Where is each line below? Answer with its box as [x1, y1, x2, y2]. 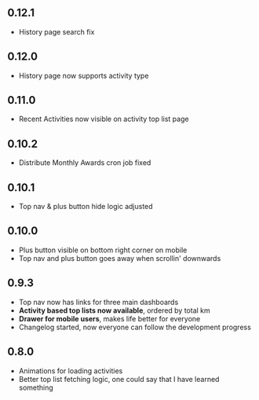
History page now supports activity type [18, 71, 149, 80]
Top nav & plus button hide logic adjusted [18, 202, 154, 211]
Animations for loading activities [18, 365, 123, 376]
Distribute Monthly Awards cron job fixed [18, 158, 151, 167]
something [18, 383, 54, 392]
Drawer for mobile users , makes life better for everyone [18, 314, 201, 323]
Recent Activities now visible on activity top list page [18, 114, 189, 124]
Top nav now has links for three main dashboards [18, 297, 179, 306]
